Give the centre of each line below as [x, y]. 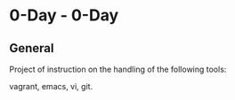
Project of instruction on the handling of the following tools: [118, 69]
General [32, 48]
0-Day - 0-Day [64, 15]
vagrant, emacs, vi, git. [51, 86]
